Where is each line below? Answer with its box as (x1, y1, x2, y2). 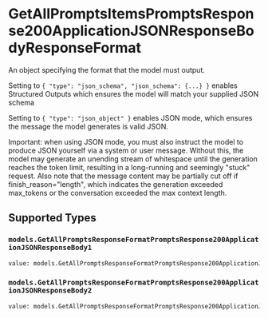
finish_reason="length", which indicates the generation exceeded (8, 179, 223, 189)
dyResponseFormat (8, 39, 142, 57)
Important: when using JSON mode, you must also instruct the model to (8, 137, 244, 146)
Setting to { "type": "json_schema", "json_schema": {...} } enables (8, 81, 238, 90)
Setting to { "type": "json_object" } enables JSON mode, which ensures (8, 113, 253, 122)
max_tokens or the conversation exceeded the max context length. (8, 188, 227, 197)
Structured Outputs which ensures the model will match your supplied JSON (8, 89, 259, 98)
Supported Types (8, 211, 97, 225)
